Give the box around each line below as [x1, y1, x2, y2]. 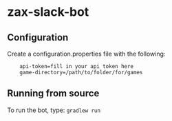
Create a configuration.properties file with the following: [7, 49, 166, 58]
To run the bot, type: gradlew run [7, 106, 101, 114]
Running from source [7, 87, 100, 100]
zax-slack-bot [7, 4, 89, 20]
